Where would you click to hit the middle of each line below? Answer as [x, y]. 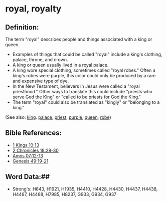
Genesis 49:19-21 [30, 161]
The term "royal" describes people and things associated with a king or [79, 39]
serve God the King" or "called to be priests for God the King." [77, 97]
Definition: [22, 27]
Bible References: [33, 133]
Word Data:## [28, 177]
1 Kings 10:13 [26, 145]
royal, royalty [33, 9]
